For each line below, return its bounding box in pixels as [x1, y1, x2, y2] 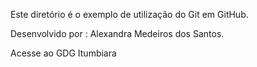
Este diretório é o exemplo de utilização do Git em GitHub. [10, 9, 249, 20]
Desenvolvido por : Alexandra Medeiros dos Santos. [10, 28, 225, 39]
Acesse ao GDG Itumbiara [10, 47, 117, 59]
